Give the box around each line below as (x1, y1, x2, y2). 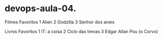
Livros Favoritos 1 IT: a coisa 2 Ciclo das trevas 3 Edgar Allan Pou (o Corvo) (4, 28, 158, 34)
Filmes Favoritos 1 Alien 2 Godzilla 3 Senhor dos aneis (4, 19, 115, 25)
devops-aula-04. (4, 3, 76, 14)
